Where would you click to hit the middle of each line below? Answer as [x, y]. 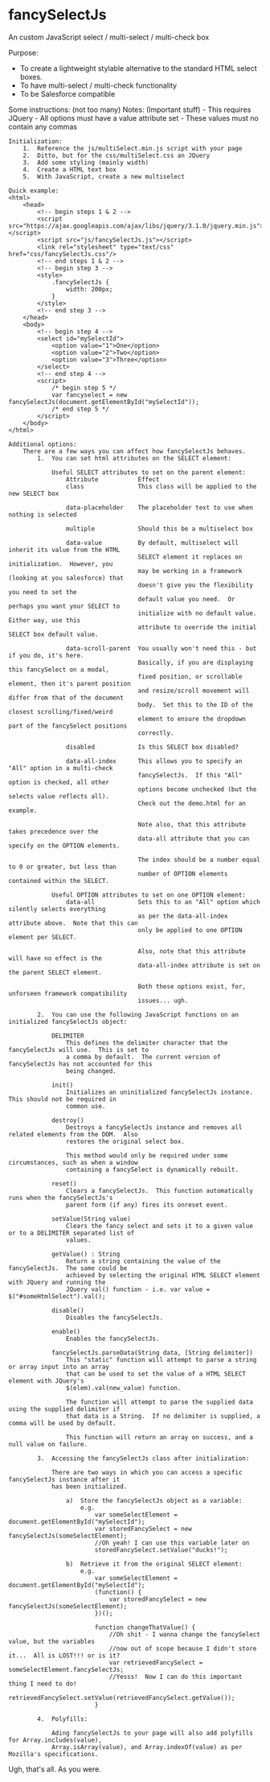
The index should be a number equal [199, 860]
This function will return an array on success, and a [159, 1437]
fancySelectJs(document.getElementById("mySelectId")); [104, 402]
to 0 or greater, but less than [62, 867]
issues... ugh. [163, 1000]
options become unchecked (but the [197, 789]
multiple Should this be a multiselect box [159, 529]
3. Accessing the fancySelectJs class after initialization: [143, 1458]
